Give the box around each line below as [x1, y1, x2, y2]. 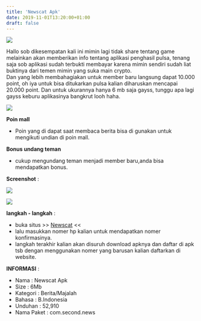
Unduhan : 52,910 [14, 302, 59, 310]
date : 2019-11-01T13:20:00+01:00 [6, 14, 91, 21]
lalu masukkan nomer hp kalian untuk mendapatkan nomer [14, 227, 161, 235]
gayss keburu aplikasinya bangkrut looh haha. [6, 93, 121, 100]
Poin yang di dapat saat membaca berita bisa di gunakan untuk [14, 127, 172, 135]
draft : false [6, 20, 39, 26]
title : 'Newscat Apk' [6, 8, 61, 15]
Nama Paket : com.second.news [14, 309, 95, 316]
